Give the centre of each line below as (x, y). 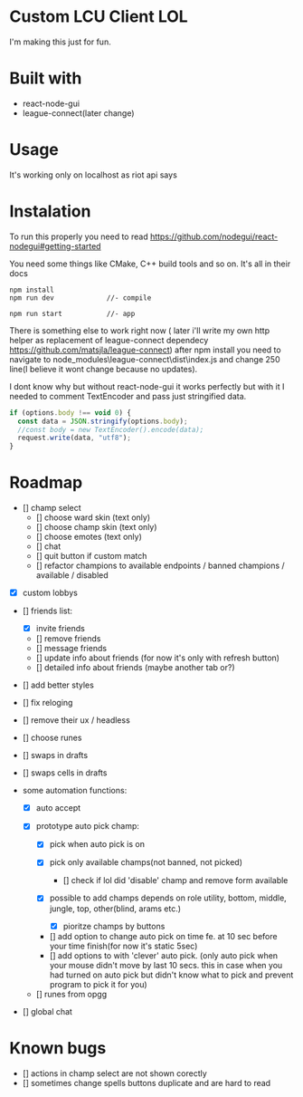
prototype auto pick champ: (88, 826)
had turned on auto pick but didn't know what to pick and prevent (171, 975)
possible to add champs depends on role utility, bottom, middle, (168, 898)
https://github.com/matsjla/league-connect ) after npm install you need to (146, 350)
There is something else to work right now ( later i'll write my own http (139, 330)
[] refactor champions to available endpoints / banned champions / (160, 566)
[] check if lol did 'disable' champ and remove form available (175, 880)
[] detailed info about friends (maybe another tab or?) (135, 668)
